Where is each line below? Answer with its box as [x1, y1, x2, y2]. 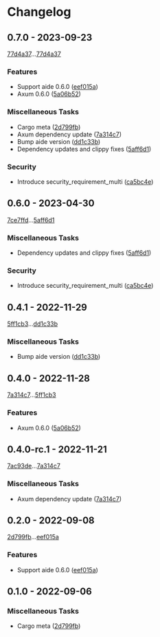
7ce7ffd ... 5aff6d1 [7, 216, 55, 224]
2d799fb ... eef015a [7, 533, 60, 541]
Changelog [7, 4, 71, 20]
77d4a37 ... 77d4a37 [7, 50, 62, 58]
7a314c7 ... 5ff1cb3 [7, 390, 56, 399]
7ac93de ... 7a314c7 [7, 462, 60, 470]
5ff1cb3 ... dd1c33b [7, 320, 58, 328]
